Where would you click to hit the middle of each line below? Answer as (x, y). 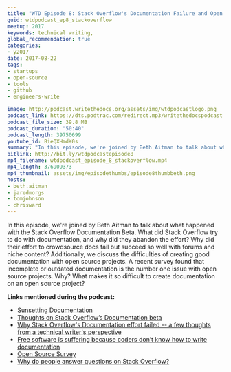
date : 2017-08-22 (32, 59)
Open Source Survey (47, 354)
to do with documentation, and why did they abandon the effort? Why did (111, 239)
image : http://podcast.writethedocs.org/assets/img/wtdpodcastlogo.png (112, 110)
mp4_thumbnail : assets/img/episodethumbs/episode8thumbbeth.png (101, 173)
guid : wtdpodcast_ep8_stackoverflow (59, 20)
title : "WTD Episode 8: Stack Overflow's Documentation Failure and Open (115, 13)
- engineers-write (33, 97)
